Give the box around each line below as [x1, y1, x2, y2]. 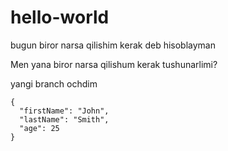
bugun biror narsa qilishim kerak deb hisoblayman [10, 39, 216, 51]
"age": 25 [19, 123, 60, 133]
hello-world [10, 6, 110, 29]
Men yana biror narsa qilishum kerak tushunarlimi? [10, 58, 218, 70]
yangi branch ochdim [10, 77, 98, 90]
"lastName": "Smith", [19, 114, 110, 125]
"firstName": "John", [19, 106, 110, 116]
